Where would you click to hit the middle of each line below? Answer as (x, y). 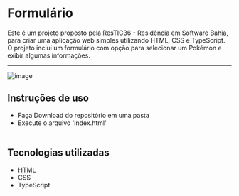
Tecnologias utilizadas (58, 153)
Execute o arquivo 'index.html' (62, 123)
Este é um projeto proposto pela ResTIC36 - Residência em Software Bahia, (118, 33)
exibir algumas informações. (49, 55)
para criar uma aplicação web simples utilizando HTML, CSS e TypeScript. (116, 40)
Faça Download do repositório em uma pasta (83, 115)
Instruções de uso (48, 98)
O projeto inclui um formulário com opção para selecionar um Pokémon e (115, 48)
